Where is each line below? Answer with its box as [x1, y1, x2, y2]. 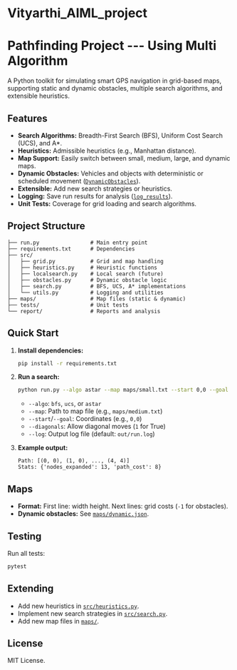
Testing [7, 530, 42, 542]
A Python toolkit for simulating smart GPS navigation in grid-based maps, [7, 76, 222, 85]
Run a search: [17, 372, 60, 381]
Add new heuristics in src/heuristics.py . [17, 602, 139, 610]
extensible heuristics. [7, 91, 70, 101]
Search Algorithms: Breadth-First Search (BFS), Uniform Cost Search [17, 131, 223, 140]
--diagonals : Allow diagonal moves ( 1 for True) [28, 422, 166, 431]
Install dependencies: [17, 346, 84, 355]
